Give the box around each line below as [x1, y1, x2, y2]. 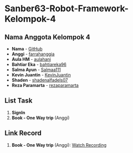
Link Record [4, 129, 42, 137]
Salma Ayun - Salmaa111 [11, 67, 61, 73]
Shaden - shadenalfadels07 [11, 77, 68, 83]
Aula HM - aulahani [11, 56, 51, 62]
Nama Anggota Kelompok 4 [4, 33, 90, 41]
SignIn [11, 109, 25, 115]
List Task [4, 97, 33, 105]
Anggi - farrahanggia [11, 51, 55, 57]
